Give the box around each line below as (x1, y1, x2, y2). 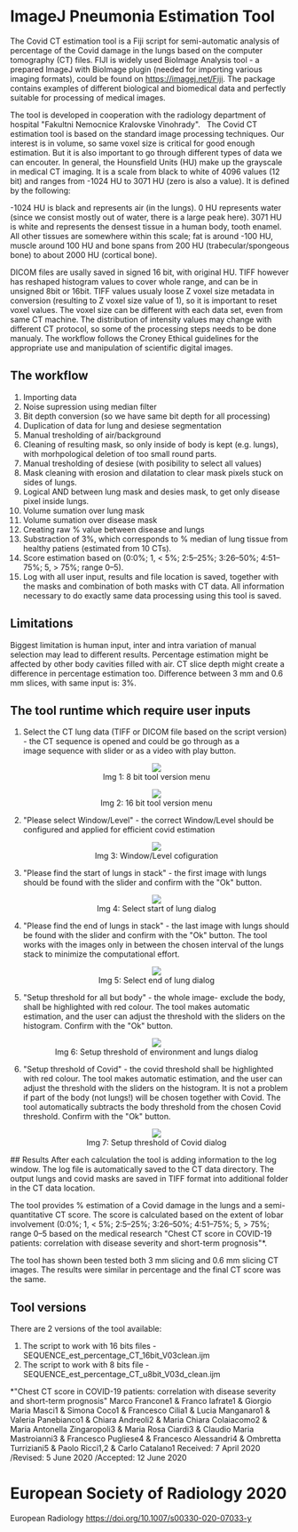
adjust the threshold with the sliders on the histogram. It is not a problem (22, 1083, 288, 1094)
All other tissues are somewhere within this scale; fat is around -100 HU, (10, 230, 274, 241)
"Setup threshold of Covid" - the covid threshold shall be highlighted (22, 1064, 274, 1075)
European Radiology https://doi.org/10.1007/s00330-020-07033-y (10, 1513, 252, 1524)
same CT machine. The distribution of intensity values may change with (10, 314, 272, 325)
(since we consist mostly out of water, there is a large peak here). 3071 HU (10, 212, 282, 222)
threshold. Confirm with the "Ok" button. (22, 1111, 171, 1122)
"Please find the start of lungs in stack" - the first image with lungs (22, 868, 267, 878)
